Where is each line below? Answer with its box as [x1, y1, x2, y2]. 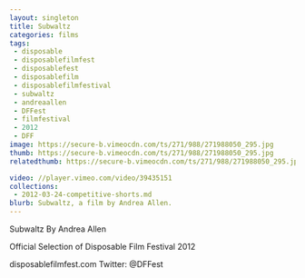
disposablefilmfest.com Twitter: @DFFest [9, 259, 163, 269]
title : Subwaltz [9, 22, 71, 31]
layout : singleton [9, 13, 79, 23]
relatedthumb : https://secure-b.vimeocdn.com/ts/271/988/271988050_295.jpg [9, 156, 302, 166]
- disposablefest [13, 65, 79, 74]
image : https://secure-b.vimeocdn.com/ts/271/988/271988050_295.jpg [9, 140, 274, 149]
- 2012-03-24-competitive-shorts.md [13, 190, 152, 200]
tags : [9, 38, 30, 48]
